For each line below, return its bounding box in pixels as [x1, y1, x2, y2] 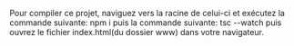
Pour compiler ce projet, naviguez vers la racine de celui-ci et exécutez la [9, 8, 285, 18]
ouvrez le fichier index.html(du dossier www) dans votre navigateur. [9, 27, 264, 37]
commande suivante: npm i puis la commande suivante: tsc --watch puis [9, 17, 282, 28]
